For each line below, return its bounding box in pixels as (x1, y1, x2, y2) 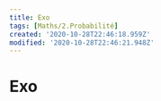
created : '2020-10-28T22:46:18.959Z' (9, 29, 151, 38)
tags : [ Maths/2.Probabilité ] (9, 21, 119, 30)
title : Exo (9, 13, 50, 22)
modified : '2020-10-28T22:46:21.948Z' (9, 38, 155, 47)
